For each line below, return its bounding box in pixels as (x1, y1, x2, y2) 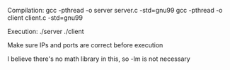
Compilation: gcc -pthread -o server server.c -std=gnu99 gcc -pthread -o (7, 6, 223, 14)
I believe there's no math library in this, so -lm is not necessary (7, 54, 191, 63)
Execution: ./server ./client (7, 28, 84, 35)
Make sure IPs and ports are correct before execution (7, 41, 163, 49)
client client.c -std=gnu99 (7, 13, 84, 22)
